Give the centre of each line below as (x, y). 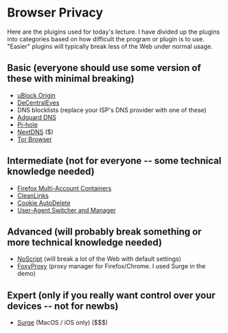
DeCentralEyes (38, 103)
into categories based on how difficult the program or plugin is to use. (106, 39)
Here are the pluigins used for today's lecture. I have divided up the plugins (114, 32)
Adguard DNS (36, 117)
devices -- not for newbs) (63, 306)
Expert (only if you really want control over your (111, 295)
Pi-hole (27, 125)
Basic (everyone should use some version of (104, 68)
